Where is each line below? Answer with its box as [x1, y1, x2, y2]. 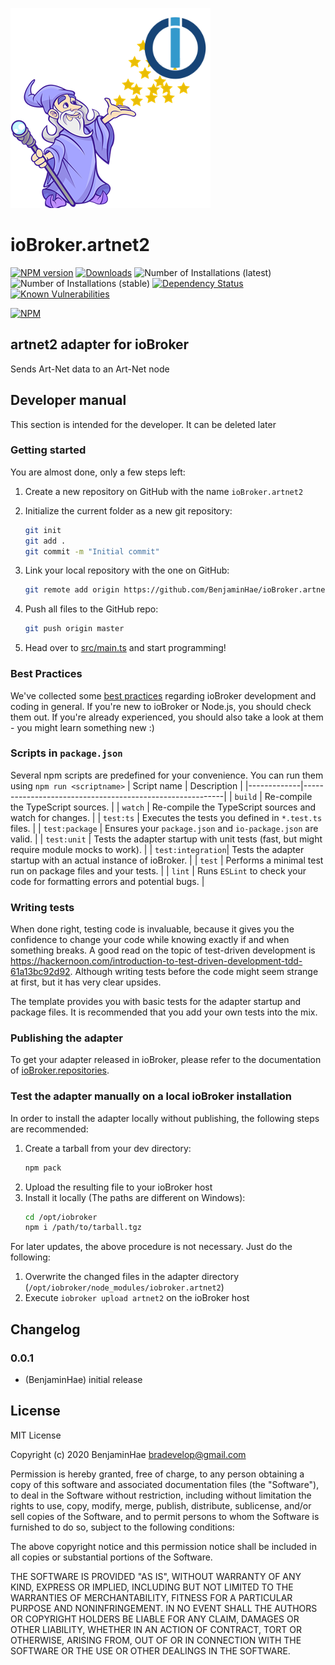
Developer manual [10, 392, 127, 409]
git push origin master [24, 624, 125, 634]
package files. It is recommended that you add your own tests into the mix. [10, 1006, 318, 1018]
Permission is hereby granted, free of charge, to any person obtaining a [10, 1468, 305, 1480]
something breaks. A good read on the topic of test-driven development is [10, 944, 316, 957]
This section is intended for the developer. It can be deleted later [10, 418, 277, 430]
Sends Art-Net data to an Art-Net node [10, 363, 170, 375]
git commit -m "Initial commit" [24, 546, 160, 557]
